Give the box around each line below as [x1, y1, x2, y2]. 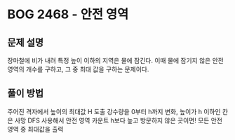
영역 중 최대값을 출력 [7, 125, 64, 133]
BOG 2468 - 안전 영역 [7, 6, 129, 22]
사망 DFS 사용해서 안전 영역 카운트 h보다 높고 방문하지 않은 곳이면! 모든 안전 [14, 116, 223, 125]
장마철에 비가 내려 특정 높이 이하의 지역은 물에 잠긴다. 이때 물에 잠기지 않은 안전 [7, 57, 224, 64]
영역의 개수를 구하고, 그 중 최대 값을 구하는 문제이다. [7, 65, 149, 73]
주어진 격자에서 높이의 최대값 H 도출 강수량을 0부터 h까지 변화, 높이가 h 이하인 [7, 107, 221, 115]
